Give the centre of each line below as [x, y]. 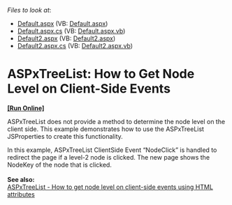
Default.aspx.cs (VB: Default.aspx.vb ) [71, 31]
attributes [21, 194]
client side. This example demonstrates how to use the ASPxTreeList [106, 129]
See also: [21, 179]
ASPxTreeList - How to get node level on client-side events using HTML [110, 187]
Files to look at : [29, 10]
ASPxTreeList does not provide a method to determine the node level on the [116, 121]
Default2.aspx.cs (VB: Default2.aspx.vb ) [75, 46]
